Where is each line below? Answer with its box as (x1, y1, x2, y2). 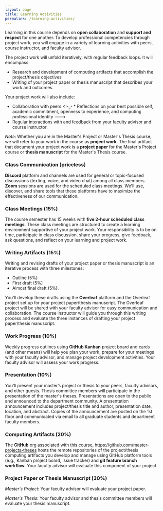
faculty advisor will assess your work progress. (5, 359, 100, 365)
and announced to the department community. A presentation (5, 398, 129, 404)
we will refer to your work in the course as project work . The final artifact (5, 139, 152, 145)
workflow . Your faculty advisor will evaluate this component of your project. (5, 463, 158, 469)
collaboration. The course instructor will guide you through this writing (5, 310, 146, 316)
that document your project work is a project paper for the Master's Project (5, 144, 157, 150)
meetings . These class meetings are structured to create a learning (5, 221, 141, 227)
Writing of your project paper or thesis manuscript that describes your (12, 79, 153, 85)
